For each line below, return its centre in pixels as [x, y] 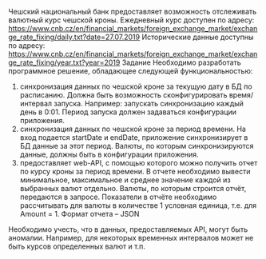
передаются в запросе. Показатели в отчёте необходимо [118, 197]
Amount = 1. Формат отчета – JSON [79, 214]
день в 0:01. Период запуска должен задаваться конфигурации [128, 112]
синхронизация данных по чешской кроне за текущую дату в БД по [136, 86]
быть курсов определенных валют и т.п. [77, 246]
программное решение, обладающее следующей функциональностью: [131, 71]
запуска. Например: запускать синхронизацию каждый [149, 104]
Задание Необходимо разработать [181, 62]
